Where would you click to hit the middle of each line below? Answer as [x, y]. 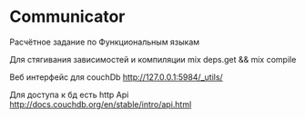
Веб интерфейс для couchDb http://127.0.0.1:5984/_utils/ [116, 77]
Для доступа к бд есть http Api [69, 94]
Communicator [67, 17]
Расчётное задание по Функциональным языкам [105, 42]
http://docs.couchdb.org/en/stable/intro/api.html [101, 104]
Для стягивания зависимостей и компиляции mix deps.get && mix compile [153, 59]
